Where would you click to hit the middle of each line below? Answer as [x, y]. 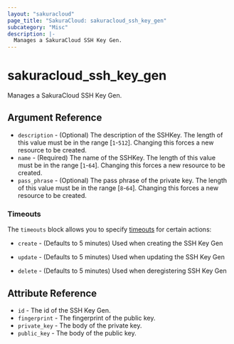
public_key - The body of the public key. [77, 333]
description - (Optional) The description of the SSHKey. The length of [120, 135]
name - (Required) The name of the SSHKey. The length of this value [116, 157]
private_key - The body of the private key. [80, 325]
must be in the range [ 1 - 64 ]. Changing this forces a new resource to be [121, 165]
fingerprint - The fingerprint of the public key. [86, 318]
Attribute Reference [52, 293]
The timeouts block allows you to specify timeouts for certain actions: [110, 229]
